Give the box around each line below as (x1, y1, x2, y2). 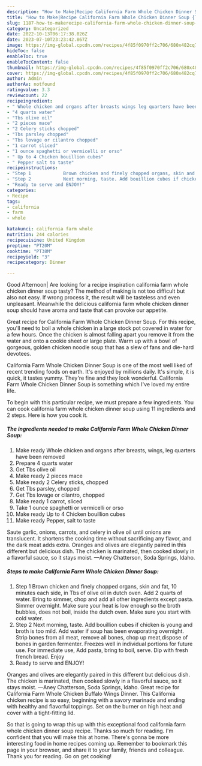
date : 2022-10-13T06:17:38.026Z (7, 31, 88, 37)
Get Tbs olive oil (15, 466, 56, 473)
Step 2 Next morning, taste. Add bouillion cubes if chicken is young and (15, 621, 193, 629)
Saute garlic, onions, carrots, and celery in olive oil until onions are (7, 528, 171, 536)
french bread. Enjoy (15, 653, 65, 660)
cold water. (15, 615, 44, 622)
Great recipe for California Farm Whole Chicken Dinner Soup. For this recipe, (7, 319, 196, 326)
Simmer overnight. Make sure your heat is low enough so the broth (15, 602, 180, 609)
